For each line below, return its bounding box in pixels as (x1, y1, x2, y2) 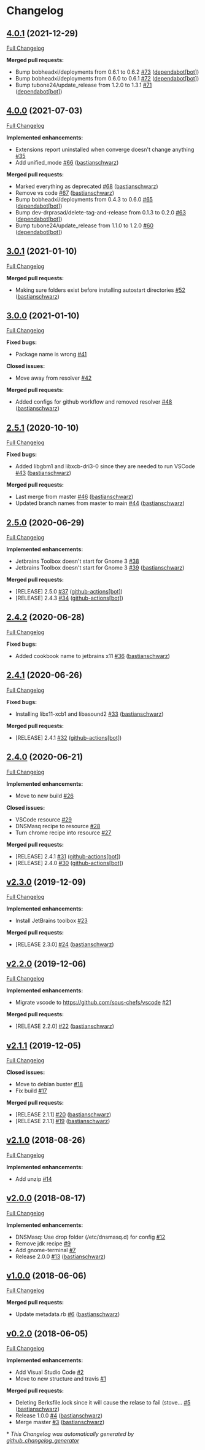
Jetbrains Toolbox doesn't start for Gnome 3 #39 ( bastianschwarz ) (15, 564, 185, 571)
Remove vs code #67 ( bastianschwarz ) (15, 189, 115, 197)
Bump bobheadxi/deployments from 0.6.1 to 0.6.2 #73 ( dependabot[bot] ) (15, 68, 199, 76)
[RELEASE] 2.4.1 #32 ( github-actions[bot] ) (15, 734, 122, 741)
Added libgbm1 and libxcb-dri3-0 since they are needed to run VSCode (15, 463, 195, 470)
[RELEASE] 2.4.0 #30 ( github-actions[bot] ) (15, 859, 124, 866)
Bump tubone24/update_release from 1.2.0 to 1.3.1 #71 (15, 81, 152, 88)
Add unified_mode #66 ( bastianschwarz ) (15, 159, 119, 166)
